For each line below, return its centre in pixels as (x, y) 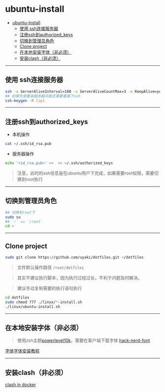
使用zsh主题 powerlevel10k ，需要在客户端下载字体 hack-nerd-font (83, 340)
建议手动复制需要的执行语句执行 (49, 288)
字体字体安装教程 (22, 351)
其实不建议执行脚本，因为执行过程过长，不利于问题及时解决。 (80, 278)
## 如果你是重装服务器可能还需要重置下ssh (43, 96)
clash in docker (21, 385)
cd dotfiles (17, 297)
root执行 (34, 179)
